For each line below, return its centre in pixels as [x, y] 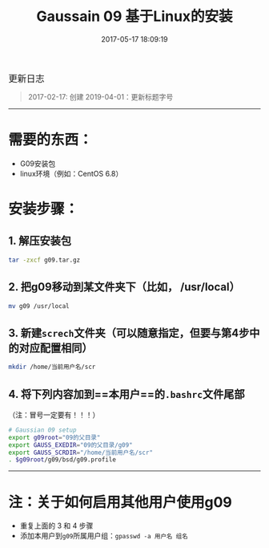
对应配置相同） [56, 348]
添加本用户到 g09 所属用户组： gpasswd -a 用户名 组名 [104, 536]
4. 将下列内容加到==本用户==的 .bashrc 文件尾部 [127, 394]
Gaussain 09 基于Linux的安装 [134, 16]
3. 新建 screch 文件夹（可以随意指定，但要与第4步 [129, 333]
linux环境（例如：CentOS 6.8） [71, 173]
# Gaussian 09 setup [43, 430]
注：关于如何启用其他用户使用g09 [120, 502]
